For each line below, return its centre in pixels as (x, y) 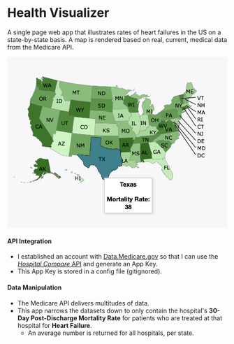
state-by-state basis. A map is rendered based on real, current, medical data (117, 39)
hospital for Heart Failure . (54, 325)
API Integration (30, 241)
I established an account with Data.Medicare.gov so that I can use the (118, 257)
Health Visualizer (58, 13)
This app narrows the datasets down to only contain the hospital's (112, 310)
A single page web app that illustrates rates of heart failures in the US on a (114, 32)
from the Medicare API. (41, 47)
